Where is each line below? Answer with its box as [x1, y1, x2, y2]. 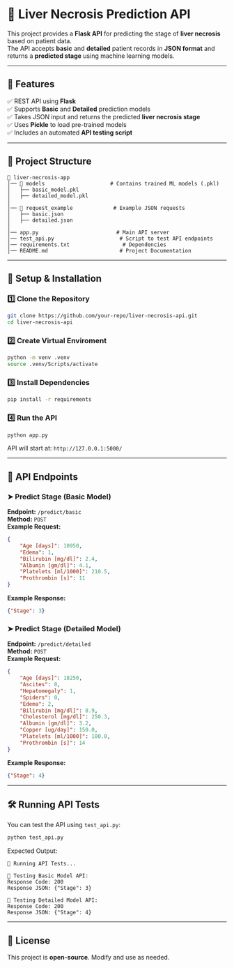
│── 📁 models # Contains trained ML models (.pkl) [7, 180, 219, 187]
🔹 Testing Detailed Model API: [7, 897, 98, 904]
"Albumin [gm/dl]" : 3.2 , [19, 720, 92, 727]
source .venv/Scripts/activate [7, 361, 98, 368]
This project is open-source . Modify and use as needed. [7, 953, 170, 961]
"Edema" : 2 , [19, 700, 54, 707]
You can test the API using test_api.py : [7, 821, 120, 829]
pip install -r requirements [7, 396, 92, 403]
